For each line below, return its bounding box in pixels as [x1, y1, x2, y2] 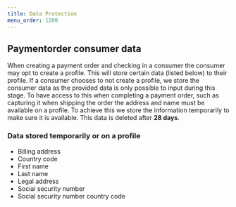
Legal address [17, 177, 59, 185]
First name [17, 162, 49, 171]
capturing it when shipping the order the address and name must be [7, 99, 205, 107]
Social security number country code [17, 192, 125, 200]
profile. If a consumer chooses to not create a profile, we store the [7, 76, 199, 85]
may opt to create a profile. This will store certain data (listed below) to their [7, 69, 228, 77]
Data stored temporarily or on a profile [7, 131, 141, 141]
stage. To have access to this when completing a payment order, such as [7, 91, 220, 100]
